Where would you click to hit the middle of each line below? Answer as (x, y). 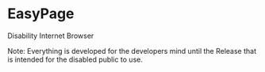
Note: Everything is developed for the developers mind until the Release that (132, 51)
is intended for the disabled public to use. (75, 59)
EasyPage (41, 14)
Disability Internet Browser (51, 36)
